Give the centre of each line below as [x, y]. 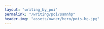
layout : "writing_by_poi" [31, 10]
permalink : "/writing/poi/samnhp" [40, 14]
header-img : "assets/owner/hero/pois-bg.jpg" [52, 19]
